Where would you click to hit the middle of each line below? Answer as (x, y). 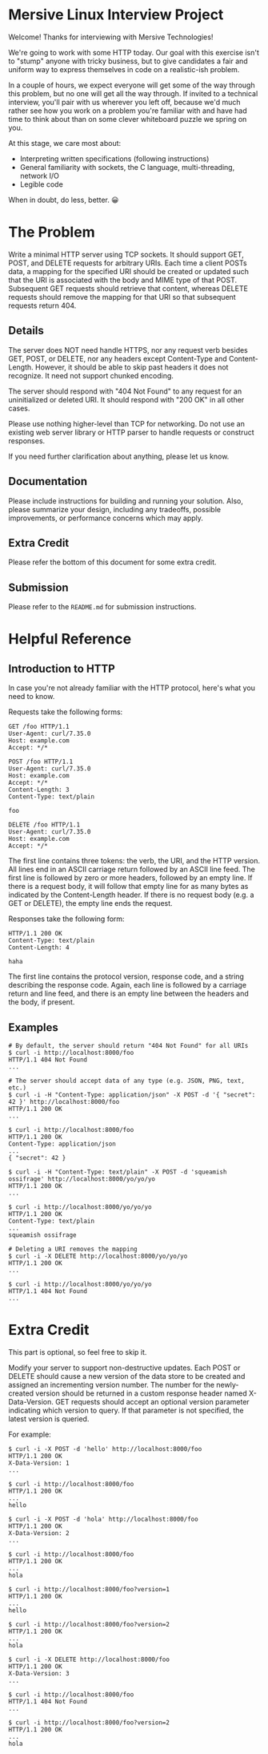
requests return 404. (42, 305)
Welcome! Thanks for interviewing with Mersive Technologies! (111, 37)
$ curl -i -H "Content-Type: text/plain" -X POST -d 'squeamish (118, 1172)
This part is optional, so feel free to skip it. (78, 1352)
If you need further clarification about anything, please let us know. (119, 456)
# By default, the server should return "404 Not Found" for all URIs (128, 1045)
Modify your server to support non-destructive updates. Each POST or (124, 1368)
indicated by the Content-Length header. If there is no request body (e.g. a (131, 895)
